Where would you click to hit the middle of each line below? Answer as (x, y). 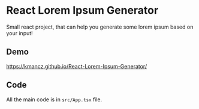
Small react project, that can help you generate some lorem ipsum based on (100, 27)
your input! (19, 33)
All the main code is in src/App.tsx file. (54, 99)
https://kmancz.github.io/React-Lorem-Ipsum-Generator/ (77, 66)
